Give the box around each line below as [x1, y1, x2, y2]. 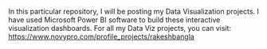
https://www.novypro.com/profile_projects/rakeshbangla [8, 32, 195, 41]
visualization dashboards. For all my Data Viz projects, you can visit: [8, 24, 232, 32]
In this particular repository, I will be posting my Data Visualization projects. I [8, 7, 259, 16]
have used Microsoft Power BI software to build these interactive [8, 15, 221, 24]
